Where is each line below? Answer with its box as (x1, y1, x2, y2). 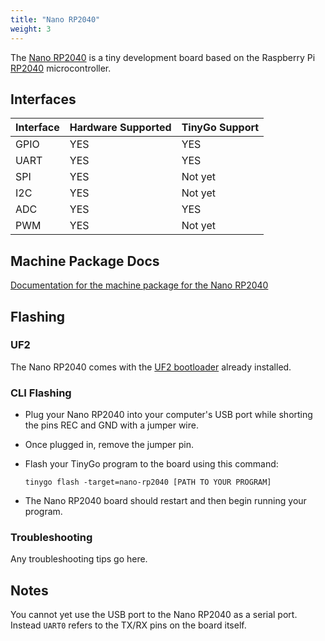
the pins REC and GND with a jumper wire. (24, 419, 199, 431)
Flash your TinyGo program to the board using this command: (24, 458, 279, 470)
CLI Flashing (10, 386, 72, 400)
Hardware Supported (69, 121, 172, 135)
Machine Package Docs (10, 252, 160, 270)
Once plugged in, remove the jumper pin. (24, 439, 194, 451)
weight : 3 (10, 24, 52, 34)
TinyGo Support (181, 121, 260, 135)
